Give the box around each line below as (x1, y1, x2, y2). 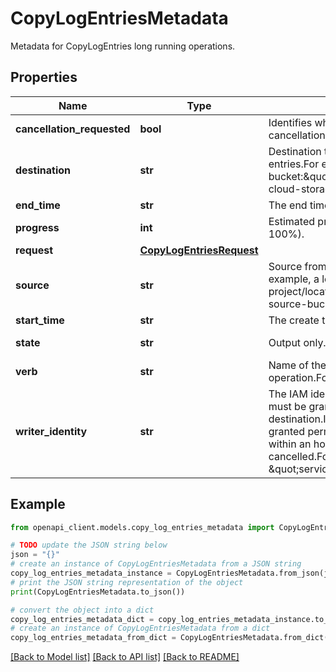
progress (15, 220, 60, 234)
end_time (15, 198, 61, 212)
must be (268, 399, 307, 413)
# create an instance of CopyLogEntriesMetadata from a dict (10, 623, 271, 634)
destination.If (268, 412, 330, 426)
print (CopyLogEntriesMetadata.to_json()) (10, 587, 186, 597)
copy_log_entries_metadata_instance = (10, 568, 172, 579)
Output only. (268, 335, 327, 349)
